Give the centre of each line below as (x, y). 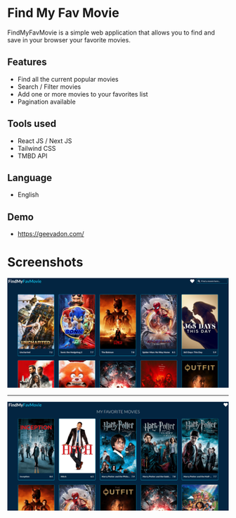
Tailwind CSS (37, 148)
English (28, 195)
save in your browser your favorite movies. (69, 39)
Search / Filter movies (49, 87)
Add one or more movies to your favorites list (83, 94)
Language (30, 178)
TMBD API (32, 156)
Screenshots (45, 263)
